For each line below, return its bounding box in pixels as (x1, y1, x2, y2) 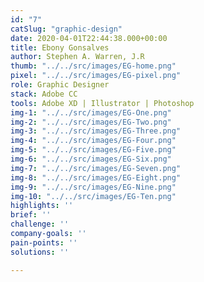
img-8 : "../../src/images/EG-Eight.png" (10, 172, 182, 183)
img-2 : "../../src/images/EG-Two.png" (10, 117, 172, 127)
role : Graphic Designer (10, 80, 110, 90)
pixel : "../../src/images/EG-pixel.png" (10, 71, 182, 81)
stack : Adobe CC (10, 89, 78, 99)
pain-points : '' (10, 237, 78, 248)
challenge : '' (10, 219, 70, 230)
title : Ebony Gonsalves (10, 42, 110, 53)
